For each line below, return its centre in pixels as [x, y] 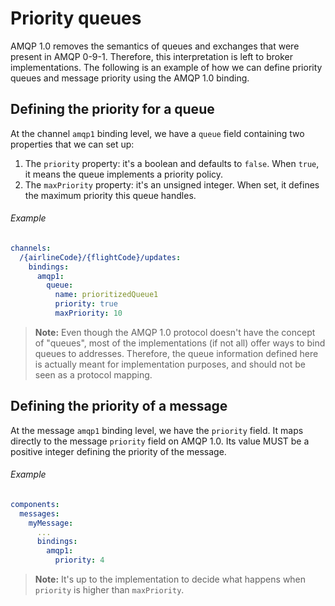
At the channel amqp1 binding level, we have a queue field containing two [157, 133]
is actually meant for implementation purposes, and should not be [170, 364]
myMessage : [51, 523]
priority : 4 [79, 560]
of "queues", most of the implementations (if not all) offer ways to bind [180, 343]
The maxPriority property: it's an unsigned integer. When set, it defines [172, 184]
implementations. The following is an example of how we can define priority [166, 67]
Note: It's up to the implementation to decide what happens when [170, 579]
